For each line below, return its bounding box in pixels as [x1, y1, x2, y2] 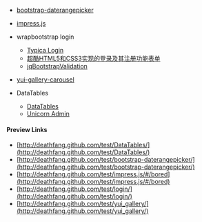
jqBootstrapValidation [26, 62, 88, 70]
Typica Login [26, 46, 64, 54]
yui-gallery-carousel [16, 75, 75, 84]
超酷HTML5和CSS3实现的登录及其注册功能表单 [26, 55, 161, 62]
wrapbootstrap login [16, 33, 74, 41]
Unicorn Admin [26, 110, 70, 118]
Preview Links [6, 125, 48, 133]
